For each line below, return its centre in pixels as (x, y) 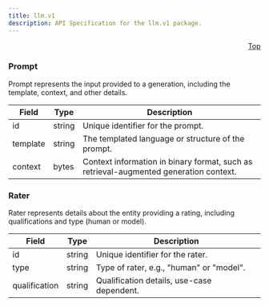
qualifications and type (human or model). (77, 221)
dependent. (118, 291)
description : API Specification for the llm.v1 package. (105, 23)
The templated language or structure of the (164, 138)
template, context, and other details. (68, 92)
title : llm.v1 (32, 16)
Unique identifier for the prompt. (143, 125)
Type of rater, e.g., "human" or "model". (171, 268)
